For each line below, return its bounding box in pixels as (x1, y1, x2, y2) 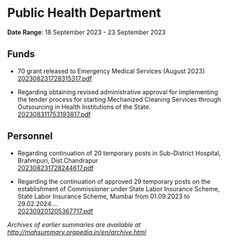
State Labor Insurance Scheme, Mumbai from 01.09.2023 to (17, 192, 190, 200)
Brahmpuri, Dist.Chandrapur (17, 156, 99, 165)
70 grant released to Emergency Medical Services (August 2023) (17, 66, 205, 75)
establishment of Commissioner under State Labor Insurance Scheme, (17, 184, 220, 193)
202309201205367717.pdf (17, 207, 94, 215)
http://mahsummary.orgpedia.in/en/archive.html (7, 228, 147, 236)
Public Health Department (7, 5, 162, 21)
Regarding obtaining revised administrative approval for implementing (17, 87, 218, 96)
